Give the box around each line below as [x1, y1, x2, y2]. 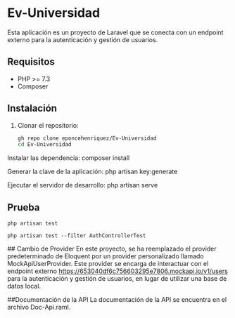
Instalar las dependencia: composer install [7, 154, 130, 162]
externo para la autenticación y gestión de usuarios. [7, 35, 158, 44]
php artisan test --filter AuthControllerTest [7, 232, 146, 239]
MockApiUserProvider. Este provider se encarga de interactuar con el [7, 260, 209, 268]
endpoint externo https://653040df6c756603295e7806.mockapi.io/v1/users [7, 267, 229, 275]
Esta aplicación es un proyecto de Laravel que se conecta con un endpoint [7, 28, 224, 37]
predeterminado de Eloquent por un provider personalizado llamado [7, 252, 204, 260]
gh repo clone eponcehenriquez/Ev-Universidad [17, 135, 157, 142]
